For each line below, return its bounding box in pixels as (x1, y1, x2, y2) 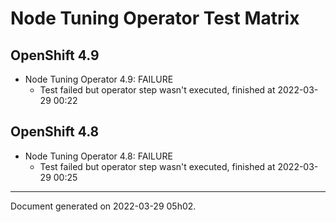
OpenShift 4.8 (10, 123, 100, 141)
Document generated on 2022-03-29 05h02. (10, 200, 197, 212)
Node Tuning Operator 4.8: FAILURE (24, 150, 173, 162)
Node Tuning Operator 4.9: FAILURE (24, 73, 174, 85)
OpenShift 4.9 (10, 47, 100, 64)
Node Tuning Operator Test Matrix (10, 7, 300, 30)
